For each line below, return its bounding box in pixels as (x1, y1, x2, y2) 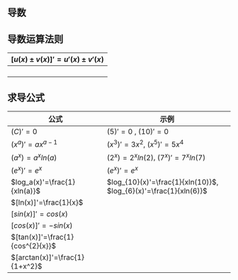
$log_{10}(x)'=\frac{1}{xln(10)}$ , (106, 177, 219, 186)
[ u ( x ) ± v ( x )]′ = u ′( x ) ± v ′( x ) (11, 55, 104, 65)
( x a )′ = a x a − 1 (11, 138, 58, 150)
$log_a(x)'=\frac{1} (11, 177, 76, 186)
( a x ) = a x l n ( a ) (11, 151, 57, 162)
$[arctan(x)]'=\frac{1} (11, 252, 85, 262)
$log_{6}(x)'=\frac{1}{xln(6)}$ (106, 186, 208, 196)
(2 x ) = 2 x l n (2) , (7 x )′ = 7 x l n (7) (106, 151, 206, 162)
